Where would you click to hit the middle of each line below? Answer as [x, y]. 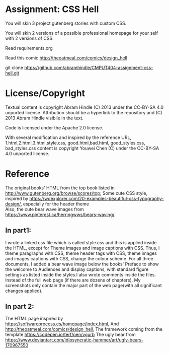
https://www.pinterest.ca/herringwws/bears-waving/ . [60, 215]
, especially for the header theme [55, 204]
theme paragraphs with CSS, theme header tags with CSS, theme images [81, 253]
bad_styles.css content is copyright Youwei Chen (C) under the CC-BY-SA [82, 148]
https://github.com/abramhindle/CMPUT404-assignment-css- [89, 67]
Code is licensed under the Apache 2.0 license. [54, 127]
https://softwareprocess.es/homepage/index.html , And [62, 324]
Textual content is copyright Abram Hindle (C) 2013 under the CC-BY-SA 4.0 [84, 107]
